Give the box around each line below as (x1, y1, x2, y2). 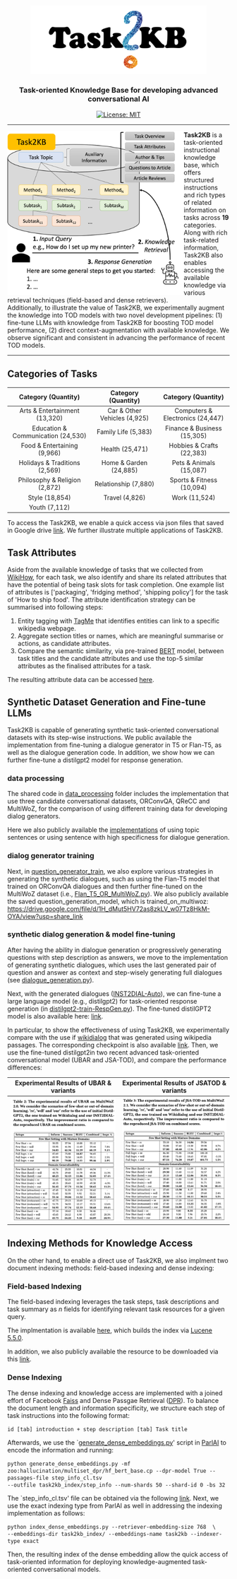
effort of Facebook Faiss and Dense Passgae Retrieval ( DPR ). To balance (7, 1396, 219, 1404)
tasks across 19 (183, 213, 229, 221)
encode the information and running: (7, 1445, 114, 1454)
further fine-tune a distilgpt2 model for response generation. (7, 756, 183, 764)
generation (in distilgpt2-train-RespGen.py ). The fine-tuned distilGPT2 (7, 1004, 212, 1013)
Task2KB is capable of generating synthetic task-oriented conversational (7, 725, 219, 734)
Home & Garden (101, 459, 148, 467)
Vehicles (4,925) (99, 414, 150, 423)
